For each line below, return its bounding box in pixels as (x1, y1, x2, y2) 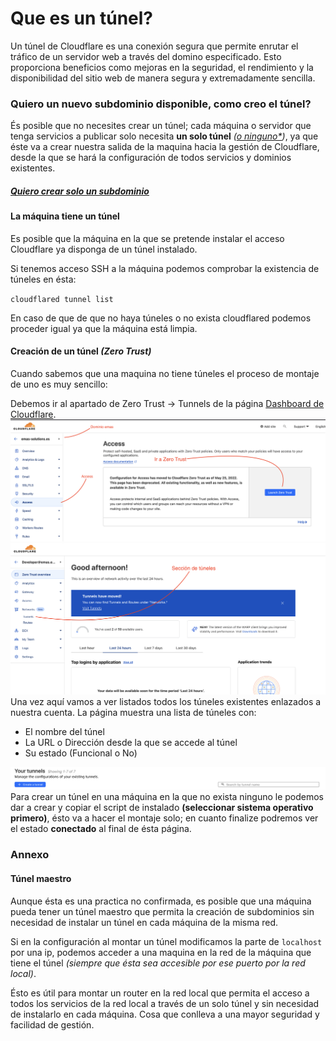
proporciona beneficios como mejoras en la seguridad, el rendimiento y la (10, 61, 314, 73)
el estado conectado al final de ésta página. (10, 823, 192, 835)
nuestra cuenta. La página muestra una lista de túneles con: (10, 706, 257, 718)
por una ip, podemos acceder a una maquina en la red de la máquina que (10, 946, 312, 958)
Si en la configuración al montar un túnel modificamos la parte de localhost (10, 935, 323, 947)
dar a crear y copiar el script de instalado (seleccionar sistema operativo (10, 802, 314, 814)
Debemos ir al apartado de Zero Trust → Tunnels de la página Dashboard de (10, 398, 325, 410)
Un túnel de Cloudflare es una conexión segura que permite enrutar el (10, 40, 299, 52)
